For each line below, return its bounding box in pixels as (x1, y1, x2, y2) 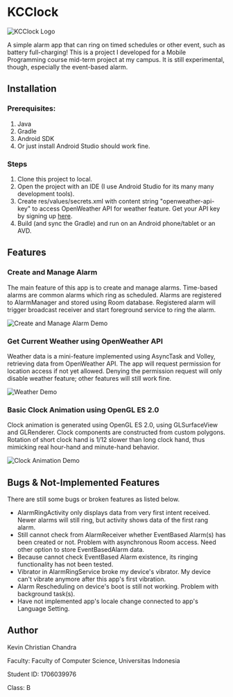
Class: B (7, 683, 31, 691)
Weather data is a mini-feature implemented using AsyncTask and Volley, (7, 352, 216, 360)
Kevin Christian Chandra (7, 643, 77, 651)
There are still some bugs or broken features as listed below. (7, 495, 180, 504)
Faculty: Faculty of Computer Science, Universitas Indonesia (7, 656, 180, 664)
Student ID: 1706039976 (7, 670, 77, 678)
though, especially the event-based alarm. (7, 63, 128, 71)
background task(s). (17, 590, 76, 598)
